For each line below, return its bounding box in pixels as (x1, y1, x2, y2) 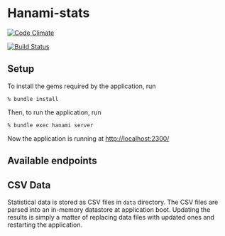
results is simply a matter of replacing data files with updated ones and (7, 213, 215, 221)
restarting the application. (7, 220, 83, 229)
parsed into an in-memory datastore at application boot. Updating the (7, 205, 211, 214)
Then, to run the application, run (7, 108, 101, 117)
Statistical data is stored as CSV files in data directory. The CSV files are (7, 198, 219, 206)
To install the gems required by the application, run (7, 82, 156, 90)
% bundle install (7, 95, 59, 102)
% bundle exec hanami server (7, 122, 94, 129)
